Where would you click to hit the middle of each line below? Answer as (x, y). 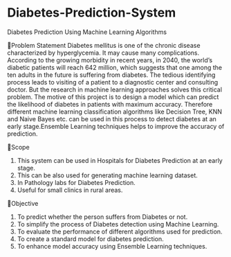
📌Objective (23, 203)
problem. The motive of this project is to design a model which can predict (113, 97)
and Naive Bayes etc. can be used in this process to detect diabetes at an (112, 118)
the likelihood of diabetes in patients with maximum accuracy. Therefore (110, 104)
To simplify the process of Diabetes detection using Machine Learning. (118, 224)
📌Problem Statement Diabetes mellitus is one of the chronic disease (104, 45)
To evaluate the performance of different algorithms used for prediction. (120, 231)
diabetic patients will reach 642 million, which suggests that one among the (115, 67)
